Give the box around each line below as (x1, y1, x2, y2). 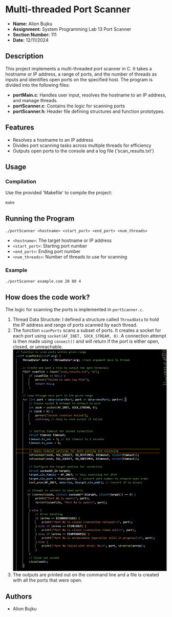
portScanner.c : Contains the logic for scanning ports (12, 103, 125, 109)
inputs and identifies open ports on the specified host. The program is (5, 76, 153, 83)
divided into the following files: (5, 82, 70, 88)
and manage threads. (12, 97, 58, 103)
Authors (5, 592, 32, 601)
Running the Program (5, 214, 75, 223)
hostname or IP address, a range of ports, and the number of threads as (5, 71, 157, 77)
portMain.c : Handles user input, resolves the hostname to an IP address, (12, 91, 167, 98)
